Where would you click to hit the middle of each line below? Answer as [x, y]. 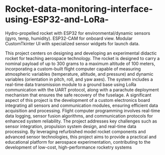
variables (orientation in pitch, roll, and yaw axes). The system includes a [79, 79]
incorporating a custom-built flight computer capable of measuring [73, 69]
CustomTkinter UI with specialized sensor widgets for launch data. [72, 43]
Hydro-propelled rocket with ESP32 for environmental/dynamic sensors [78, 33]
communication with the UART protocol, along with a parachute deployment [82, 90]
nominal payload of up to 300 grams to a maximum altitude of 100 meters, [80, 63]
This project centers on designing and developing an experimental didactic [81, 53]
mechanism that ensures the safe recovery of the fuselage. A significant [78, 95]
